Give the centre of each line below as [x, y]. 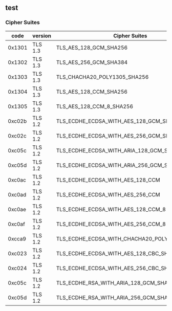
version [42, 36]
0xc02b [17, 121]
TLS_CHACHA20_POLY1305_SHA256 [102, 77]
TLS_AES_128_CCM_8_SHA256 [95, 106]
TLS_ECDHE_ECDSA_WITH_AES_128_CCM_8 [111, 209]
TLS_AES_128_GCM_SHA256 [92, 48]
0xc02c [17, 136]
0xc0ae [17, 209]
